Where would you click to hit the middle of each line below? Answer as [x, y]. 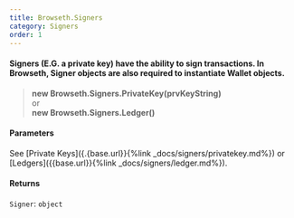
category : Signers [44, 26]
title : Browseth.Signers [56, 18]
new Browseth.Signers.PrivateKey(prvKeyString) [126, 93]
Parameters [32, 133]
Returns [25, 184]
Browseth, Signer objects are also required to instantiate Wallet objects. [147, 72]
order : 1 [26, 34]
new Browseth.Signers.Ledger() [93, 112]
